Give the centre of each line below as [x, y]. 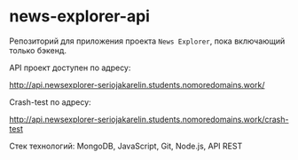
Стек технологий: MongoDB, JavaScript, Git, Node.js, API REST [126, 146]
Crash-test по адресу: [50, 102]
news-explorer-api [80, 16]
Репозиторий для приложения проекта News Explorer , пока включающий [147, 41]
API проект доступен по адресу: [70, 68]
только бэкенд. [38, 50]
